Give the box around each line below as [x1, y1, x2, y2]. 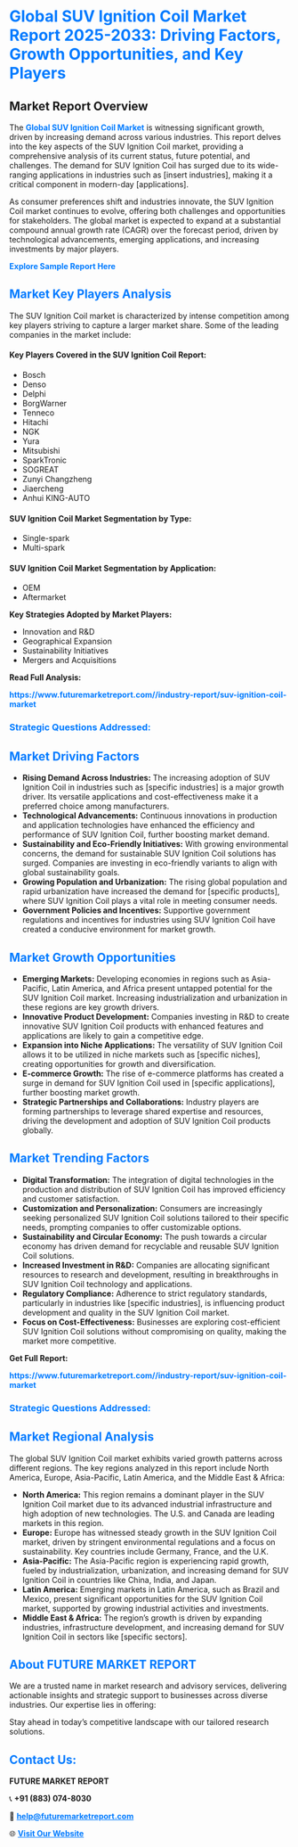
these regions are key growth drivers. [21, 1001, 160, 1013]
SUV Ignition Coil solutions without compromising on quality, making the [21, 1326, 287, 1336]
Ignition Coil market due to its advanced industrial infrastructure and [21, 1498, 273, 1509]
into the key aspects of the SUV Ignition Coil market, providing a [9, 141, 244, 152]
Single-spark [21, 533, 70, 544]
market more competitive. [21, 1335, 117, 1346]
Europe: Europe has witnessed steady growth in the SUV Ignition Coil [21, 1527, 278, 1538]
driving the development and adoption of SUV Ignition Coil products [21, 1115, 271, 1126]
